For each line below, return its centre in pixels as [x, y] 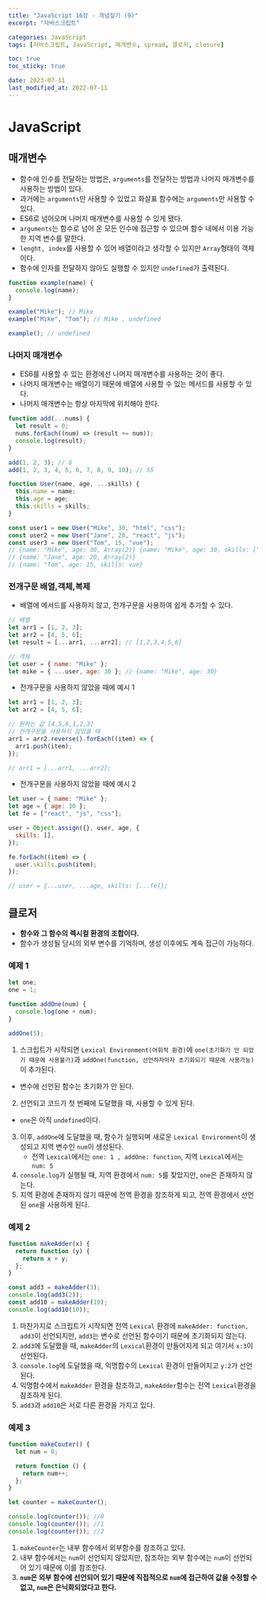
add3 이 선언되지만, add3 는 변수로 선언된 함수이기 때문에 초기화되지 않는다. [133, 1335]
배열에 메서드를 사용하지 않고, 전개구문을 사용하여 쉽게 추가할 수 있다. [126, 605]
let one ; [23, 983]
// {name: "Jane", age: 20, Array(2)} [72, 558]
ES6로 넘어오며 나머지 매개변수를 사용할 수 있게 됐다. [101, 218]
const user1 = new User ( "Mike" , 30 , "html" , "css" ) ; [97, 528]
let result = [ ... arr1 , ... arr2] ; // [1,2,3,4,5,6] [95, 642]
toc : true [25, 59]
